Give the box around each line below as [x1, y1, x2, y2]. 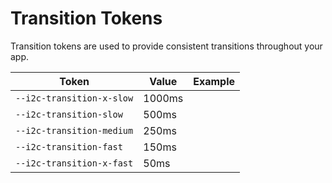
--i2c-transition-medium [15, 125, 134, 136]
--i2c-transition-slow [15, 108, 123, 120]
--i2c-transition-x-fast [15, 157, 134, 169]
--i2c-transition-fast [15, 141, 123, 152]
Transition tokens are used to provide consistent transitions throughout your [10, 40, 323, 52]
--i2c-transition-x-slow [15, 92, 134, 104]
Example [193, 74, 236, 88]
